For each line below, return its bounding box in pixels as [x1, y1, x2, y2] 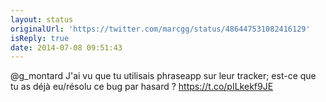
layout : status [10, 14, 74, 25]
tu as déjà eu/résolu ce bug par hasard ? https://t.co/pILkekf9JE [10, 81, 274, 93]
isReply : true [10, 33, 70, 43]
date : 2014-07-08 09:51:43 [10, 42, 123, 53]
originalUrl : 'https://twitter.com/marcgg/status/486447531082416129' [10, 24, 311, 34]
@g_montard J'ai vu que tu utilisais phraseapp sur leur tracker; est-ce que [10, 70, 317, 82]
